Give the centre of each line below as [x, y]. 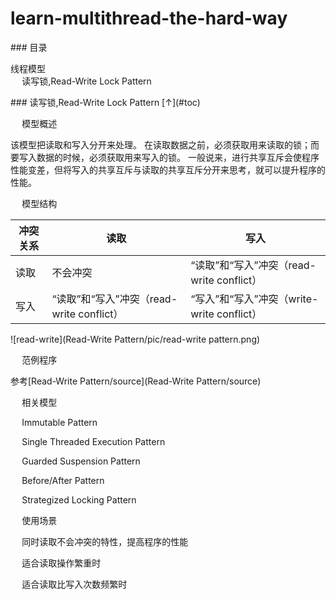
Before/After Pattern [63, 480]
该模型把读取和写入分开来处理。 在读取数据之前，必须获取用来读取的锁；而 [165, 144]
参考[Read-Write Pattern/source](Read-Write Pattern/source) [136, 381]
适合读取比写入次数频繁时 [74, 584]
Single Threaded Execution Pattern [93, 441]
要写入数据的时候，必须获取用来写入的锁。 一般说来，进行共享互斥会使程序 [165, 157]
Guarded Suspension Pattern [81, 461]
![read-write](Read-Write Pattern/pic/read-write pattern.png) [135, 339]
